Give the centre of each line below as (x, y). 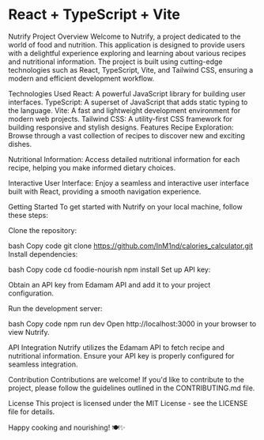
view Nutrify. (29, 332)
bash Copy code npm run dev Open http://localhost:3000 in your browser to (132, 323)
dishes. (20, 144)
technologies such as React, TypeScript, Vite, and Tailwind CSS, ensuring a (131, 70)
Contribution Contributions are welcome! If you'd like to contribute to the (126, 379)
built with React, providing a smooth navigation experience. (105, 191)
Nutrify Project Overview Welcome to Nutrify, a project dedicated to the (124, 36)
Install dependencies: (43, 254)
